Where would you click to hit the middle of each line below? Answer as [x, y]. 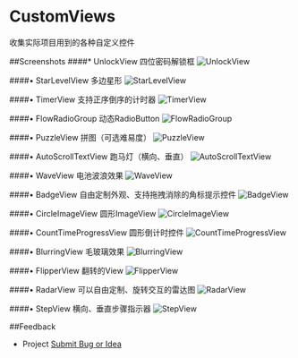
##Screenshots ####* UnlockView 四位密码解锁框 [102, 61]
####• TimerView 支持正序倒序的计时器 [83, 99]
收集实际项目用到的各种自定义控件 [72, 42]
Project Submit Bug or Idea [72, 344]
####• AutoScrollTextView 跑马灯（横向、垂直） [99, 156]
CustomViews [63, 17]
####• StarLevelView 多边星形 [66, 80]
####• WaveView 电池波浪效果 [66, 175]
